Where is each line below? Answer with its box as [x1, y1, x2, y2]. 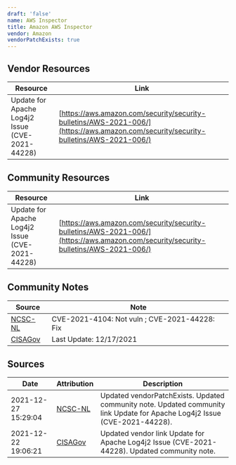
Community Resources [7, 172, 110, 184]
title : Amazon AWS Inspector [7, 23, 93, 30]
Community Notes [7, 281, 89, 293]
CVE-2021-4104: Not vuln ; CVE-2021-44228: [51, 314, 216, 324]
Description [143, 379, 183, 389]
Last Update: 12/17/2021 [51, 334, 138, 344]
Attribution [56, 379, 94, 389]
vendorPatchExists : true [7, 37, 80, 44]
